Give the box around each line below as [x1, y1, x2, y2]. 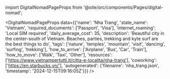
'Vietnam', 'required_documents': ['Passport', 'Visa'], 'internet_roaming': [5, 25, 156, 31]
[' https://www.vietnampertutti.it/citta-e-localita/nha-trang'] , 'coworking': [5, 57, 157, 63]
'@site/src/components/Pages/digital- [83, 5, 163, 10]
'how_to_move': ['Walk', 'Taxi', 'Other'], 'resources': [5, 52, 113, 58]
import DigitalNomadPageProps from [5, 5, 83, 10]
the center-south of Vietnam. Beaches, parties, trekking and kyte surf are [5, 35, 158, 42]
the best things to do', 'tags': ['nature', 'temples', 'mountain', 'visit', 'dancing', [5, 41, 165, 47]
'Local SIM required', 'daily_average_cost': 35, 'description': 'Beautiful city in [5, 30, 165, 36]
